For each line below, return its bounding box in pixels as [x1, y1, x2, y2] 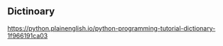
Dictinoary [7, 6, 55, 17]
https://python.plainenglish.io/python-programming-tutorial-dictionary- [7, 24, 216, 32]
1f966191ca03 [7, 31, 48, 40]
